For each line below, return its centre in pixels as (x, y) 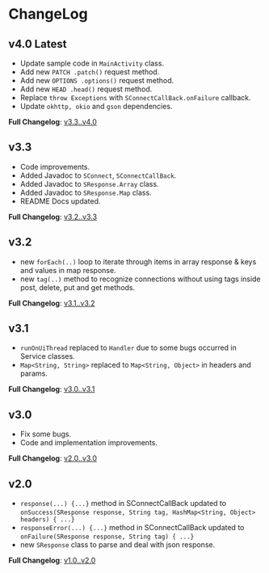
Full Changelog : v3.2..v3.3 (53, 217)
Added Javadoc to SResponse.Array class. (89, 183)
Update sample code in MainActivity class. (92, 63)
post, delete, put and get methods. (78, 287)
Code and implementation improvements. (88, 443)
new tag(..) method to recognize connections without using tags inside (140, 279)
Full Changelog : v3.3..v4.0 (53, 122)
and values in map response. (68, 270)
